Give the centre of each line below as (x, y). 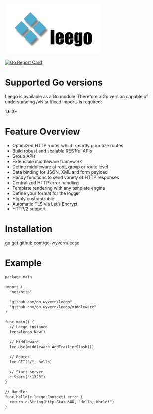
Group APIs (24, 156)
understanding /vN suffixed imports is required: (54, 102)
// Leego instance (29, 327)
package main (19, 277)
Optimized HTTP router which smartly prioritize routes (68, 145)
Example (23, 263)
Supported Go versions (54, 83)
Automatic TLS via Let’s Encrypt (45, 204)
